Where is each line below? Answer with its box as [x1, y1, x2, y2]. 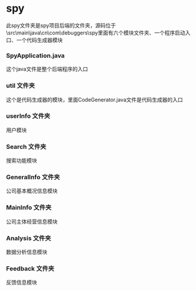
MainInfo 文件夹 [6, 204, 52, 212]
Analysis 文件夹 [6, 234, 52, 242]
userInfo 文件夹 [6, 112, 50, 120]
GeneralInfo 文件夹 [6, 173, 60, 182]
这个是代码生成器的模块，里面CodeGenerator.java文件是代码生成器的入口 [6, 96, 183, 103]
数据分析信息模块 [6, 248, 48, 256]
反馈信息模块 [6, 279, 37, 286]
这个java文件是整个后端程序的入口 [6, 66, 88, 73]
